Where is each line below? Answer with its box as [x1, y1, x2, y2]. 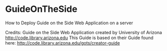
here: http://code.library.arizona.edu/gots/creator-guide [5, 40, 120, 46]
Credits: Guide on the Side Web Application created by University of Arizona [5, 29, 162, 35]
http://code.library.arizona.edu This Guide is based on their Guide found [5, 35, 153, 41]
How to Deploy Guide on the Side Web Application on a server [5, 20, 133, 26]
